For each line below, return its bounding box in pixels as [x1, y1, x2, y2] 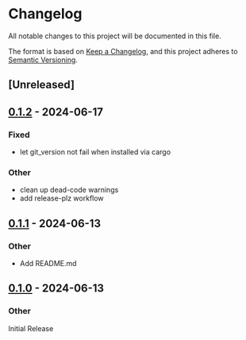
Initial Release [8, 323, 54, 333]
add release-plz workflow [19, 193, 105, 203]
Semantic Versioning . [8, 55, 78, 64]
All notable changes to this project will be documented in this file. [8, 31, 222, 41]
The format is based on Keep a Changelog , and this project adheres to [8, 46, 238, 56]
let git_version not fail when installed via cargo [19, 147, 171, 157]
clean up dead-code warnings [19, 185, 119, 195]
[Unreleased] [8, 78, 75, 92]
